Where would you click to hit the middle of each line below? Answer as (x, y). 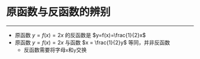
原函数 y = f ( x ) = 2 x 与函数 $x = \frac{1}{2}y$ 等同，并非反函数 (93, 42)
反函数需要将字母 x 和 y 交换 (55, 50)
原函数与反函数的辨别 (59, 12)
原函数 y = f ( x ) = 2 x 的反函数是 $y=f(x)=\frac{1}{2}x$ (80, 35)
